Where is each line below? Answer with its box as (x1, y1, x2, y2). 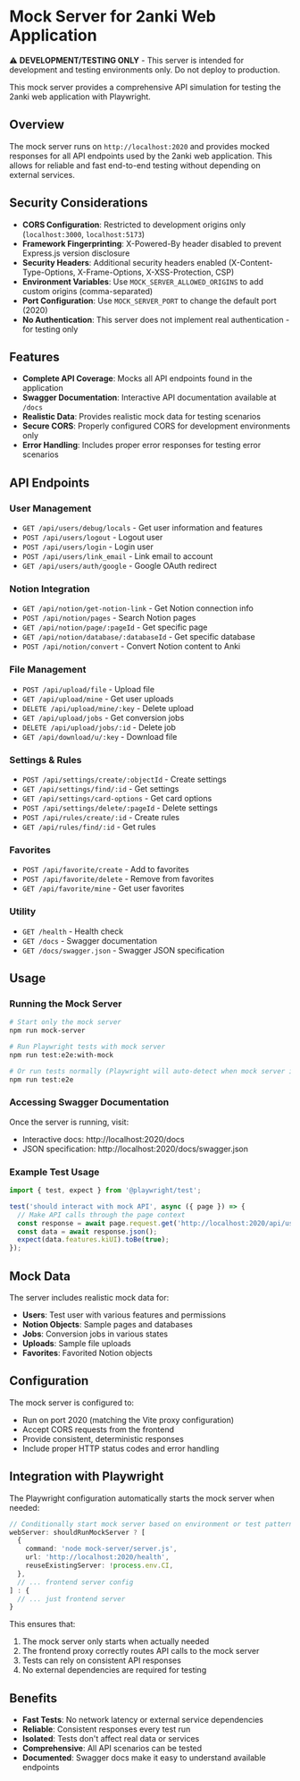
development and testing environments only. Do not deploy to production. (9, 64, 280, 75)
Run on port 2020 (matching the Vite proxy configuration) (21, 1414, 235, 1425)
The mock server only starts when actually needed (21, 1636, 210, 1647)
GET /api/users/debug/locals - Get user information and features (21, 522, 263, 533)
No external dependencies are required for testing (21, 1665, 207, 1675)
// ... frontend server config (17, 1577, 134, 1587)
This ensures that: (9, 1619, 76, 1630)
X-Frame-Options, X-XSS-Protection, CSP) (77, 267, 235, 277)
